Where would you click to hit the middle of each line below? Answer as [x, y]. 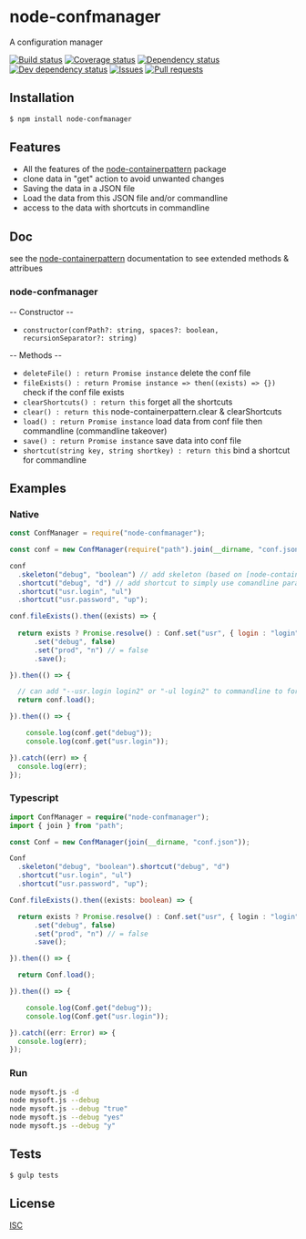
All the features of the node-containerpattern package [124, 169]
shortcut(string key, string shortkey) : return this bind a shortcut [156, 450]
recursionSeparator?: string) [80, 338]
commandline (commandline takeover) [95, 431]
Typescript [34, 798]
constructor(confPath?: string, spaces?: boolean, [121, 330]
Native [24, 514]
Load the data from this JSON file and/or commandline [125, 199]
